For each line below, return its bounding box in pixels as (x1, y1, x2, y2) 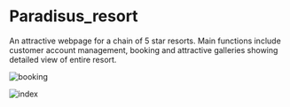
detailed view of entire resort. (9, 54, 117, 65)
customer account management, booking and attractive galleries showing (9, 44, 278, 55)
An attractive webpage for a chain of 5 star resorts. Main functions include (9, 35, 281, 46)
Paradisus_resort (9, 6, 139, 27)
